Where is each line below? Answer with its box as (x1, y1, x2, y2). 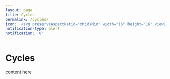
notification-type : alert (5, 26, 60, 31)
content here (5, 69, 32, 75)
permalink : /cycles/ (5, 17, 49, 22)
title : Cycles (5, 12, 35, 17)
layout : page (5, 7, 33, 13)
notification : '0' (5, 31, 44, 36)
